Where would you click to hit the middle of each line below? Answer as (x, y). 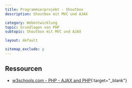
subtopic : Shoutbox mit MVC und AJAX (43, 32)
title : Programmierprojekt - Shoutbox (44, 9)
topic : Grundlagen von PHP (32, 27)
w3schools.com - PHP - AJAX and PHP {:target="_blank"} (69, 80)
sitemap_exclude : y (25, 49)
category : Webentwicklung (31, 23)
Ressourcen (24, 69)
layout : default (21, 41)
